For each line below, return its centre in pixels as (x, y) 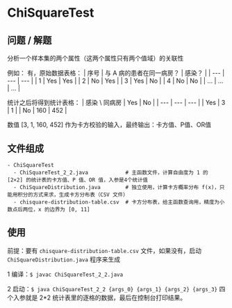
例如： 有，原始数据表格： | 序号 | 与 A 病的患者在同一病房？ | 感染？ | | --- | (116, 73)
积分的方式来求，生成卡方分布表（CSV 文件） (73, 195)
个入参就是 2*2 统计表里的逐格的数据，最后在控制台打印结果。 (97, 298)
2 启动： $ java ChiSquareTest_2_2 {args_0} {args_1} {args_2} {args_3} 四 (116, 289)
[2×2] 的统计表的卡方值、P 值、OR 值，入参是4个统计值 (77, 180)
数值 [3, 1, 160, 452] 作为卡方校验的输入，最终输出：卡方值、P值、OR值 (109, 124)
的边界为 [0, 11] (67, 209)
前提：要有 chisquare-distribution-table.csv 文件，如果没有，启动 (104, 250)
